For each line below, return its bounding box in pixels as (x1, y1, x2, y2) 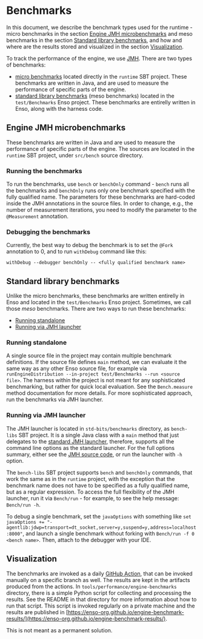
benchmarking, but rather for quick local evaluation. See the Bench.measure (6, 383, 193, 391)
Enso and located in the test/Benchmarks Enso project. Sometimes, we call (6, 299, 191, 306)
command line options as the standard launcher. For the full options (6, 444, 175, 451)
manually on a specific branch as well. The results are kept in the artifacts (6, 576, 190, 583)
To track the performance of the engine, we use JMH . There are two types (6, 55, 193, 62)
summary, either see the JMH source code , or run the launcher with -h (6, 451, 183, 458)
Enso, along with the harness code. (15, 105, 104, 112)
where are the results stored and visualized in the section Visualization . (6, 43, 184, 50)
